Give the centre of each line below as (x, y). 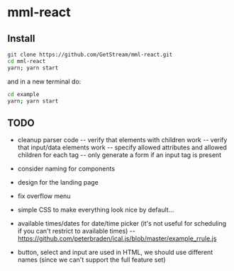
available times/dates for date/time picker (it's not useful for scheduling (122, 224)
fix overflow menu (44, 196)
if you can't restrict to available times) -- (77, 231)
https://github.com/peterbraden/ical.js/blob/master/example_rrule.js (117, 238)
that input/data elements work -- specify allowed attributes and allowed (122, 148)
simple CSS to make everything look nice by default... (96, 210)
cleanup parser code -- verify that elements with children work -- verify (122, 140)
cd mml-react (27, 61)
